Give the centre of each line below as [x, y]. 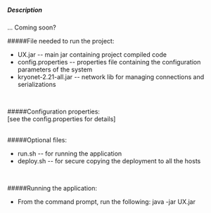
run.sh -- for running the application [70, 153]
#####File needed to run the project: [61, 41]
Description [25, 10]
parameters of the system [55, 69]
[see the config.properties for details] [62, 118]
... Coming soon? [32, 27]
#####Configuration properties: [54, 111]
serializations [37, 84]
